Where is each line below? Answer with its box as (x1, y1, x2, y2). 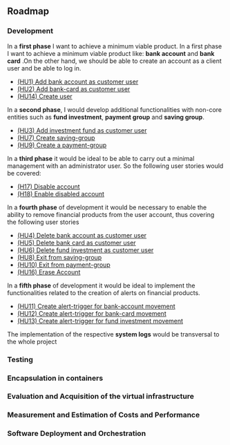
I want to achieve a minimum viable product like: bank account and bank (7, 49, 215, 57)
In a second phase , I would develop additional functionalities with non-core (7, 105, 222, 113)
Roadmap (7, 6, 50, 17)
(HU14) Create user (17, 92, 73, 100)
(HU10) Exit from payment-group (17, 261, 111, 269)
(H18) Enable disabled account (17, 189, 105, 198)
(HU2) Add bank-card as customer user (17, 84, 131, 93)
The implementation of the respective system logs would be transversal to (7, 330, 220, 338)
